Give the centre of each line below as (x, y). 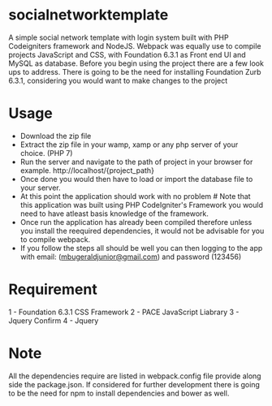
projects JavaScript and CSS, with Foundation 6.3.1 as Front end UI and (127, 54)
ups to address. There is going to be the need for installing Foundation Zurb (135, 71)
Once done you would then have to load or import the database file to (136, 179)
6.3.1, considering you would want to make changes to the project (118, 80)
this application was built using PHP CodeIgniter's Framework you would (142, 205)
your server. (40, 188)
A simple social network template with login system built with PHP (119, 37)
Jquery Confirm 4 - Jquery (54, 320)
